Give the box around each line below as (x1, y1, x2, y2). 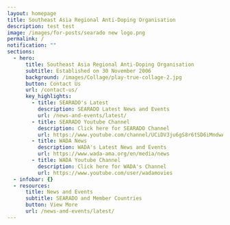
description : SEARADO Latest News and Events (37, 106, 170, 113)
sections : (7, 49, 36, 56)
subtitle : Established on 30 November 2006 (25, 67, 152, 74)
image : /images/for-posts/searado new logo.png (7, 29, 146, 36)
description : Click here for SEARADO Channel (37, 125, 170, 132)
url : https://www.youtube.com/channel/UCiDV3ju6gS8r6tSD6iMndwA (37, 131, 225, 138)
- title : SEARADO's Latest (31, 99, 109, 106)
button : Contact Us (25, 80, 81, 87)
